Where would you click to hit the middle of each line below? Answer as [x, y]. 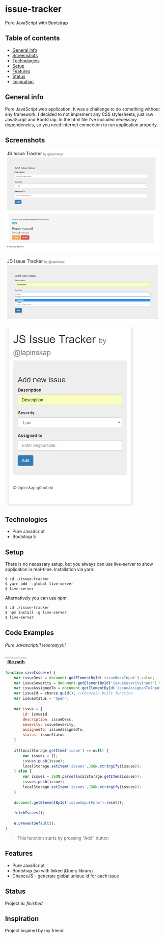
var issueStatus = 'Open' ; [41, 699]
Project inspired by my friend [34, 931]
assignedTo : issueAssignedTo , [54, 730]
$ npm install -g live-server [36, 613]
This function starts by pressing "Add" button [63, 838]
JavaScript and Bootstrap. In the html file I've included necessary [71, 119]
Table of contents [32, 38]
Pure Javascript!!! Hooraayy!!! [36, 645]
